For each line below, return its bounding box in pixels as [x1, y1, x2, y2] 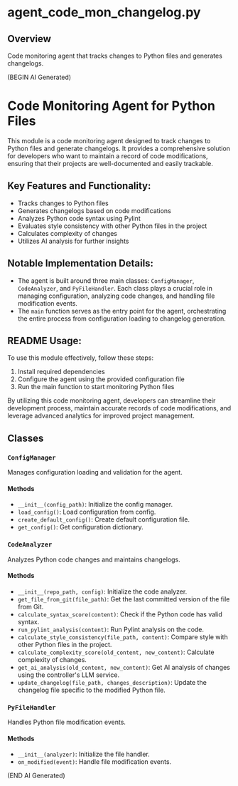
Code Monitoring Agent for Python [7, 98, 215, 114]
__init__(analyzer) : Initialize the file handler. [17, 750, 151, 759]
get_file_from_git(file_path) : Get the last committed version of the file [17, 594, 230, 603]
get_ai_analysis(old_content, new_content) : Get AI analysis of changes [17, 663, 231, 671]
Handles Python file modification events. [7, 718, 126, 727]
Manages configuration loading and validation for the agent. [7, 468, 183, 477]
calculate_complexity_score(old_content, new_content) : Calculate [17, 648, 215, 656]
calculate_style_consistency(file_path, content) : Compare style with [17, 632, 229, 641]
